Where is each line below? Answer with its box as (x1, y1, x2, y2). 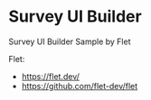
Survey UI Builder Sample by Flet (8, 36, 131, 47)
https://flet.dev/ (21, 70, 80, 82)
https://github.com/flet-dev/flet (21, 80, 138, 91)
